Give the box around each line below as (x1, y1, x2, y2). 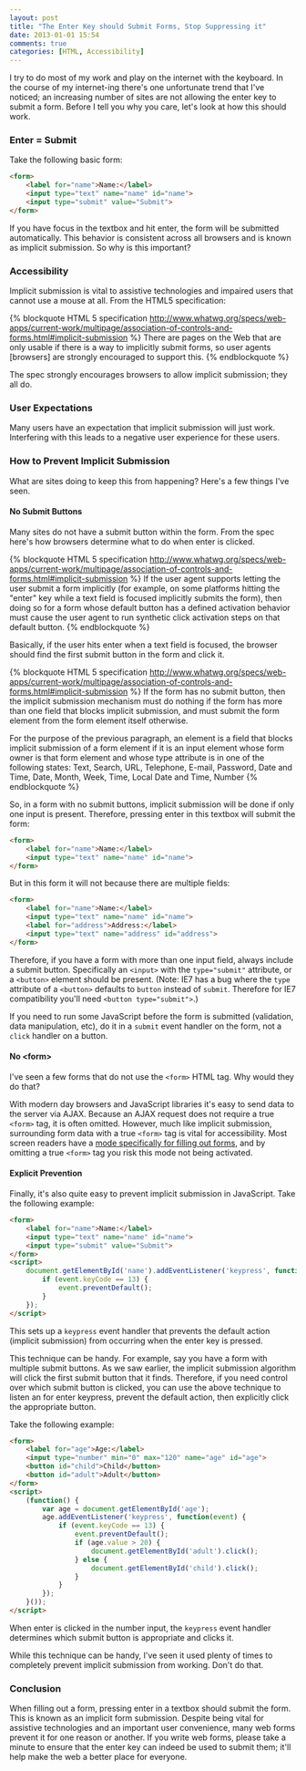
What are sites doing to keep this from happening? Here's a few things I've (9, 475, 290, 486)
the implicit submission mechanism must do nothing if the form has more (9, 695, 283, 707)
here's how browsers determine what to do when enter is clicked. (9, 535, 255, 547)
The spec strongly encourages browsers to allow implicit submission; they (9, 369, 289, 380)
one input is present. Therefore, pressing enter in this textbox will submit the (9, 808, 296, 819)
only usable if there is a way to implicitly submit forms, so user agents (9, 342, 271, 353)
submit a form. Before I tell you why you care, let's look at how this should (9, 101, 287, 112)
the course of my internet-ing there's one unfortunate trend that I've (9, 82, 265, 93)
